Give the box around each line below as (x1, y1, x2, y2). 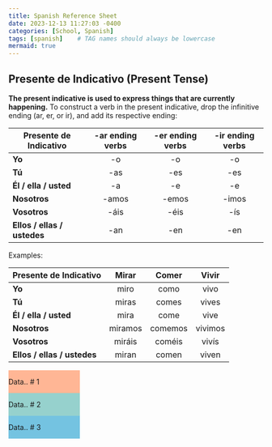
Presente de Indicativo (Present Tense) (8, 72, 209, 86)
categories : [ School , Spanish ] (8, 27, 114, 35)
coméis (155, 335, 184, 347)
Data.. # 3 (8, 422, 41, 432)
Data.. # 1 (8, 377, 40, 386)
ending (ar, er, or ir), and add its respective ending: (8, 110, 178, 120)
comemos (149, 322, 189, 334)
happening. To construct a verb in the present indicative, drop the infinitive (8, 102, 260, 112)
